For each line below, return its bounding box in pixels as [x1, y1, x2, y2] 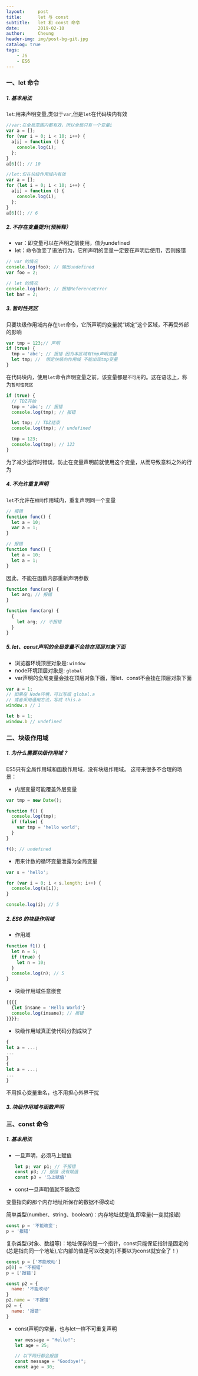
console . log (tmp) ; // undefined [11, 425, 91, 432]
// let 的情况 [6, 280, 38, 286]
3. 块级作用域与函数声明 [6, 1103, 64, 1110]
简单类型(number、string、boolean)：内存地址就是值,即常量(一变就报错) [6, 1211, 181, 1218]
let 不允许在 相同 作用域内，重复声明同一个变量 [6, 496, 116, 503]
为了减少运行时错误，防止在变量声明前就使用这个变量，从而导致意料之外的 [6, 458, 187, 465]
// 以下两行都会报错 [14, 1353, 58, 1359]
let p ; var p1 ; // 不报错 [14, 1163, 76, 1170]
